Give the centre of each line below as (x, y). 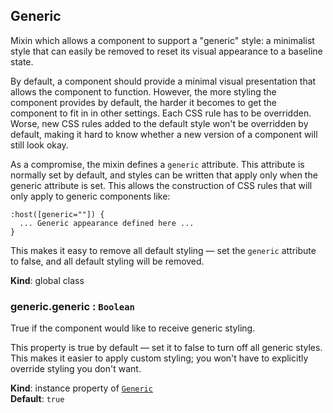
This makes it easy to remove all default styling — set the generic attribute (163, 250)
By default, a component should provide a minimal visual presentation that (163, 81)
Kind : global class (47, 280)
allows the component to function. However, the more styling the (143, 91)
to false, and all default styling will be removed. (107, 261)
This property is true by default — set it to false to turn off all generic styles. (166, 348)
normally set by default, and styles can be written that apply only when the (164, 175)
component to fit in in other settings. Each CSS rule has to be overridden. (161, 113)
